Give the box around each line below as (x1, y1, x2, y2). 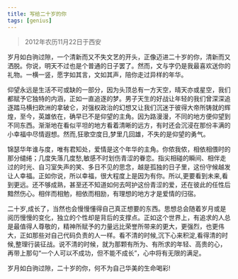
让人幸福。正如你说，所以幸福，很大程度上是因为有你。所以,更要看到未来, (7, 171, 222, 180)
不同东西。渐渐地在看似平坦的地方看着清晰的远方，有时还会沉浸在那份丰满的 (7, 121, 231, 129)
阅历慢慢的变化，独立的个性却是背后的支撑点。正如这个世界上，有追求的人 (7, 213, 225, 221)
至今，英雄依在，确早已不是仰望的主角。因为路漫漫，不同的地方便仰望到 (19, 111, 231, 121)
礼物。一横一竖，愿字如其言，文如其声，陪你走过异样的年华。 (7, 70, 188, 79)
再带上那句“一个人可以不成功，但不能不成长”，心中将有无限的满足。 (7, 248, 205, 257)
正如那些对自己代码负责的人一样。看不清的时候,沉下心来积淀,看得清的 (19, 231, 222, 239)
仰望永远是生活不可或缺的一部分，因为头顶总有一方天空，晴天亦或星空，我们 (7, 85, 231, 94)
